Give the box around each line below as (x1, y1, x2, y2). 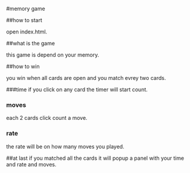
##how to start (6, 17, 43, 23)
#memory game (6, 5, 46, 12)
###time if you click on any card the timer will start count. (6, 86, 148, 93)
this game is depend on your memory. (6, 51, 99, 58)
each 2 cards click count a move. (6, 115, 88, 122)
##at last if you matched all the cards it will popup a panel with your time (6, 155, 185, 162)
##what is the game (6, 40, 55, 47)
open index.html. (6, 28, 48, 35)
